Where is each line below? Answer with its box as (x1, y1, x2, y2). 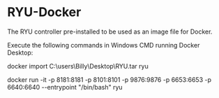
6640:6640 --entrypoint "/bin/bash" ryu (7, 83, 123, 91)
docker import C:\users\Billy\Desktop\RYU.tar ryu (7, 62, 149, 70)
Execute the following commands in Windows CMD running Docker (7, 41, 200, 49)
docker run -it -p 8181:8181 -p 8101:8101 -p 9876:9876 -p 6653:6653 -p (7, 75, 211, 84)
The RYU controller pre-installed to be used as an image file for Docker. (7, 27, 213, 36)
